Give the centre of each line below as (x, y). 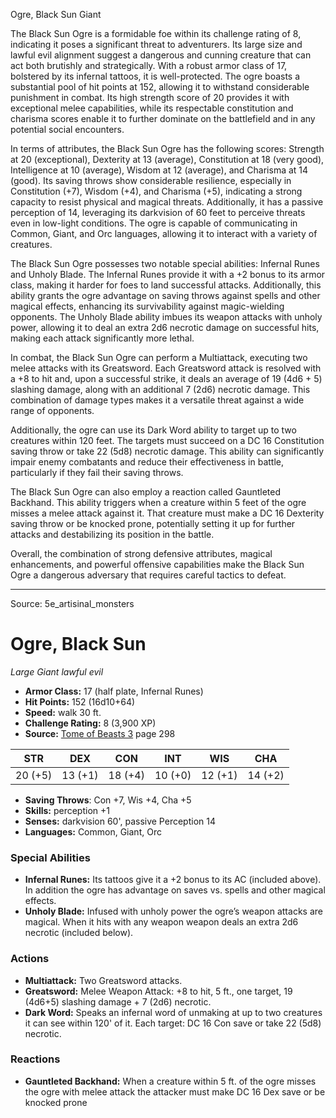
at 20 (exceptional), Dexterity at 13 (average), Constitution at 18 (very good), (167, 159)
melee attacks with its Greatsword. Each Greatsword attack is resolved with (166, 368)
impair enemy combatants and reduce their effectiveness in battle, (147, 462)
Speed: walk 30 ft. (63, 712)
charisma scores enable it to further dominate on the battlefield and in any (163, 118)
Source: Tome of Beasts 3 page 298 (100, 733)
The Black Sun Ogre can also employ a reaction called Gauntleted (146, 492)
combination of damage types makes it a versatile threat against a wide (157, 400)
